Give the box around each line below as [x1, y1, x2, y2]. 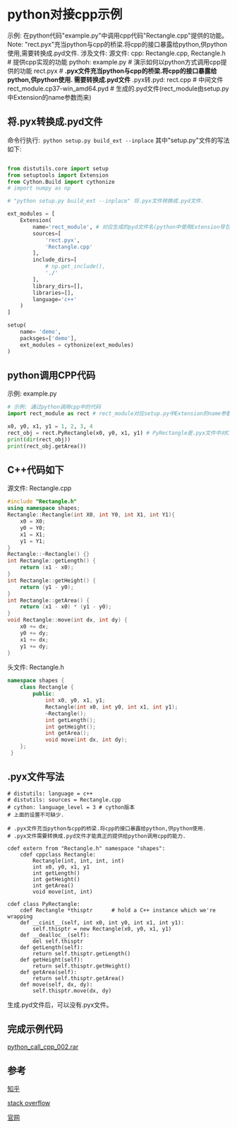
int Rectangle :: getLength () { [7, 557, 97, 564]
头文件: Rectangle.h [7, 663, 65, 672]
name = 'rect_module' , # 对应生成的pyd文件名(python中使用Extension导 [32, 223, 226, 231]
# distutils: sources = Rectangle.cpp [7, 796, 121, 803]
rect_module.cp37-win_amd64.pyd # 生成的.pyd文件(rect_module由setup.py [7, 84, 229, 93]
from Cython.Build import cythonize [7, 178, 115, 185]
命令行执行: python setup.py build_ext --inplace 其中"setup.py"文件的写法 [7, 136, 230, 144]
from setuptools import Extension [7, 171, 109, 179]
